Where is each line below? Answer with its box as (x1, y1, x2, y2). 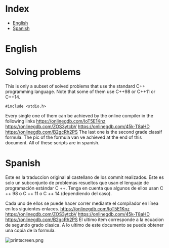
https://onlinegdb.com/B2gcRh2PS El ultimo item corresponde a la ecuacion (5, 216, 164, 223)
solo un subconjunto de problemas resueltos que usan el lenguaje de (5, 180, 149, 185)
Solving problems (5, 67, 81, 78)
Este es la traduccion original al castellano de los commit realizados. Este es (5, 174, 164, 180)
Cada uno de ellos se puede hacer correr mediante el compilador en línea (5, 200, 158, 206)
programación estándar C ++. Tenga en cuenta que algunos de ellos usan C (5, 185, 163, 191)
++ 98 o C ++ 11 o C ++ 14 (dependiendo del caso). (5, 191, 112, 196)
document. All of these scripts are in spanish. (5, 140, 100, 146)
